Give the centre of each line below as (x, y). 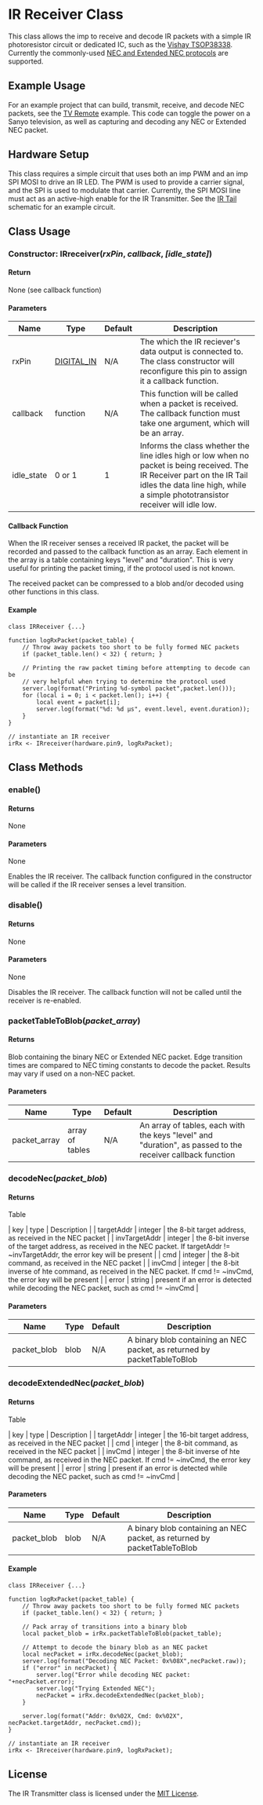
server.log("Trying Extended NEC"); (96, 1688)
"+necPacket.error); (42, 1682)
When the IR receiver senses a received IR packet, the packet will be (119, 543)
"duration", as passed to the (191, 1145)
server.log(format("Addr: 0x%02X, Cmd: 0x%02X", (103, 1716)
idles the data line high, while (193, 485)
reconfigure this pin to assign (193, 371)
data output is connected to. (192, 352)
